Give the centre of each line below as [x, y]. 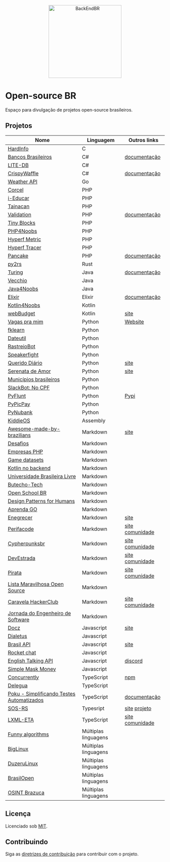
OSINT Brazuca [26, 793]
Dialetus [17, 636]
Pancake [18, 256]
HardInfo [18, 149]
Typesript [93, 708]
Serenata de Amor [29, 371]
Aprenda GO [23, 509]
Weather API [23, 182]
